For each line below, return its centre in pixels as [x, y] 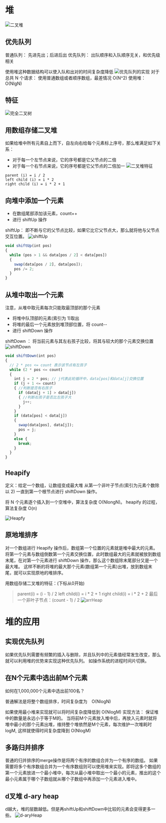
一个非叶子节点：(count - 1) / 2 [48, 600]
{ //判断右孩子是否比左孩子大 [45, 397]
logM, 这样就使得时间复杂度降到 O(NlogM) [48, 730]
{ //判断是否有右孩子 [33, 388]
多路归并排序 [25, 747]
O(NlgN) [14, 83]
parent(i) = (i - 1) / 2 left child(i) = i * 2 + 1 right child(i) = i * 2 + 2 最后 [87, 594]
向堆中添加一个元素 [34, 201]
